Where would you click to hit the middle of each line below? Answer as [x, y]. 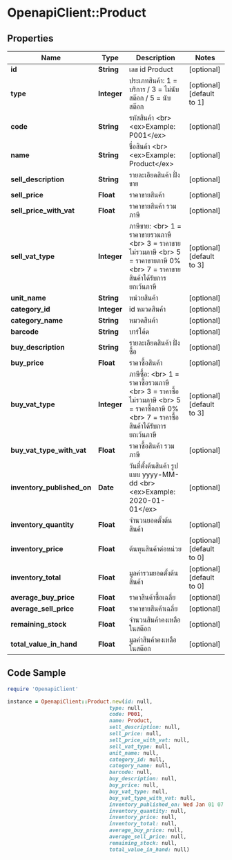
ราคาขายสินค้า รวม [153, 206]
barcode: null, [131, 772]
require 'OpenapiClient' [43, 689]
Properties [30, 38]
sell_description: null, [145, 727]
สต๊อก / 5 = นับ [150, 98]
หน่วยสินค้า [144, 298]
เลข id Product [151, 69]
